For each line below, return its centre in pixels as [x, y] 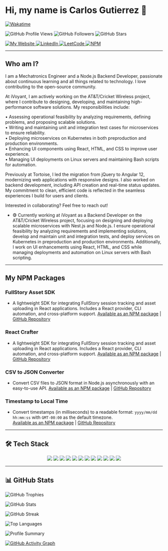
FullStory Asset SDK [30, 293]
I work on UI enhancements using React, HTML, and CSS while [77, 247]
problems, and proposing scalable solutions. [51, 122]
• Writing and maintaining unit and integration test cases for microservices [82, 127]
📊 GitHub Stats [29, 480]
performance [19, 107]
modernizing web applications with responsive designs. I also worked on [80, 179]
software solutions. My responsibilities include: [81, 107]
